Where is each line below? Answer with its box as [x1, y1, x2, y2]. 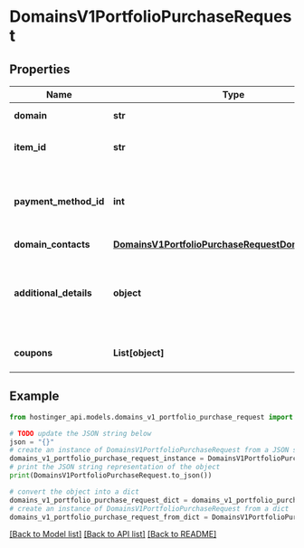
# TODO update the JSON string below [9, 429, 152, 438]
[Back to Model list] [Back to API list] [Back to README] [9, 529, 217, 540]
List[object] [112, 346, 165, 359]
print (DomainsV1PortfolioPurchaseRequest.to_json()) [9, 471, 213, 480]
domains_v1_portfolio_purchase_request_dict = [9, 496, 188, 505]
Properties [9, 61, 71, 77]
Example [9, 389, 60, 404]
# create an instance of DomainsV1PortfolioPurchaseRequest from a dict [9, 504, 290, 513]
